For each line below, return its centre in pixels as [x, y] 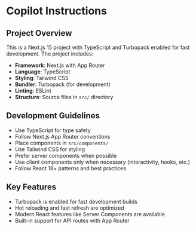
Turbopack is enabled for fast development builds [76, 201]
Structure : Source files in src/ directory [64, 97]
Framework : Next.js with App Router [60, 65]
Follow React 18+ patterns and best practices [71, 168]
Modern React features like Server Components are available [90, 214]
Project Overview [39, 33]
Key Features [31, 187]
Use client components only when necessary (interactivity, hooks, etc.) [102, 162]
